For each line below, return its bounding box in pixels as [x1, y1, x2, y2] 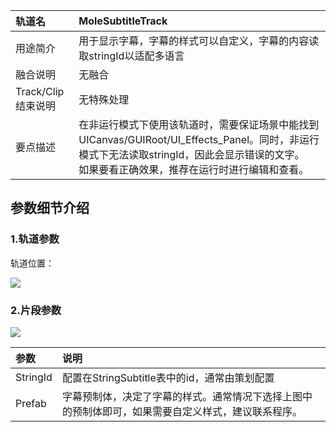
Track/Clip [15, 85, 65, 98]
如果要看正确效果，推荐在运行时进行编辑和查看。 [78, 163, 310, 176]
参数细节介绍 [10, 200, 90, 217]
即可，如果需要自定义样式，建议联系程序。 [101, 404, 303, 418]
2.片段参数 [10, 303, 62, 317]
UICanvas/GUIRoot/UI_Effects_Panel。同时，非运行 [78, 133, 320, 146]
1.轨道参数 [10, 232, 60, 246]
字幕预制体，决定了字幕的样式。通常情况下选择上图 [61, 389, 303, 403]
